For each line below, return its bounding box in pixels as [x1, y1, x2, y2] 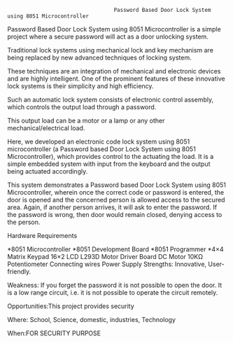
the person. [7, 218, 41, 226]
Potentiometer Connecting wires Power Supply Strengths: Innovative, [7, 260, 207, 268]
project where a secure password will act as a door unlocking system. [7, 32, 209, 41]
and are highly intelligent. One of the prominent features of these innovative [7, 74, 225, 83]
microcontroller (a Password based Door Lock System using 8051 [7, 145, 196, 153]
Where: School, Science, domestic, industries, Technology [7, 316, 176, 323]
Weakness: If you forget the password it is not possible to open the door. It [7, 281, 223, 289]
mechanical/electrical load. [7, 124, 85, 132]
